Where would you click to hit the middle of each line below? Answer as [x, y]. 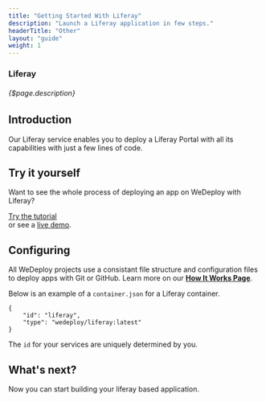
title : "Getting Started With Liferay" [75, 16]
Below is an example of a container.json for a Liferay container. [114, 293]
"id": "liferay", [52, 316]
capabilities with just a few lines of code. [76, 148]
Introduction [40, 120]
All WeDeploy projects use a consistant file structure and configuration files [133, 269]
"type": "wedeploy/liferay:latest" [82, 322]
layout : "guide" [35, 38]
